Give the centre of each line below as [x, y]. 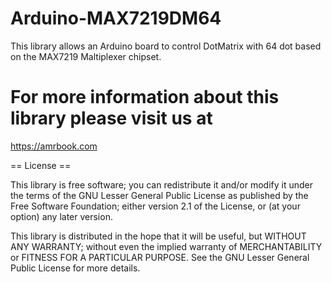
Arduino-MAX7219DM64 [116, 18]
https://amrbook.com [54, 146]
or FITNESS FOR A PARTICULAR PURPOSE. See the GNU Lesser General [160, 257]
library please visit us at [111, 118]
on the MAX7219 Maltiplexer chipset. [86, 56]
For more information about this [145, 97]
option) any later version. [61, 216]
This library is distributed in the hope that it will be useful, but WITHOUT [158, 236]
